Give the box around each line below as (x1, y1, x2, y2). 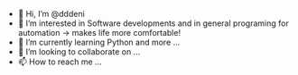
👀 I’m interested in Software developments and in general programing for (17, 18, 289, 29)
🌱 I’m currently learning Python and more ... (17, 37, 181, 47)
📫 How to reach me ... (17, 56, 102, 67)
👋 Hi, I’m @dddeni (17, 9, 86, 19)
